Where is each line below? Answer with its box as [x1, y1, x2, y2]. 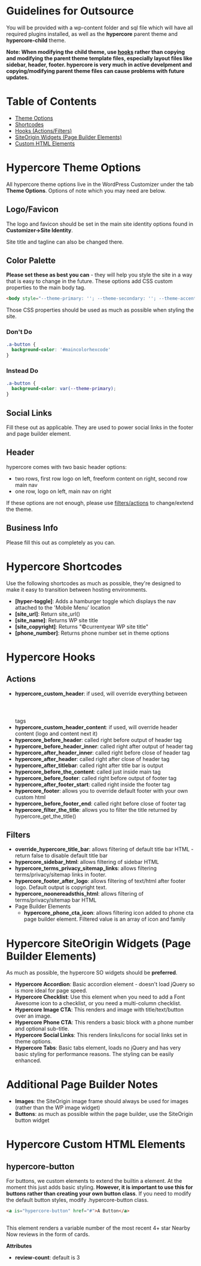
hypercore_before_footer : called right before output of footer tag [14, 774, 176, 781]
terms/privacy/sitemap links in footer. [14, 871, 106, 878]
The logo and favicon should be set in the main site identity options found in [6, 220, 193, 227]
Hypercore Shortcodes [6, 559, 123, 573]
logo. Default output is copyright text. [14, 884, 107, 891]
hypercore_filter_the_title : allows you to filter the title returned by [14, 806, 178, 813]
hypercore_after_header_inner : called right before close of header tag [14, 749, 190, 756]
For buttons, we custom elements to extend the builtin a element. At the [6, 1177, 182, 1185]
